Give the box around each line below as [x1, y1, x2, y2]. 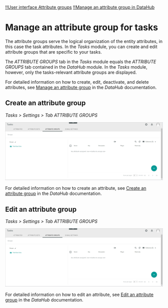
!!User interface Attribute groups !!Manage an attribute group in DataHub [5, 5, 155, 10]
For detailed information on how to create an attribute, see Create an [5, 185, 146, 191]
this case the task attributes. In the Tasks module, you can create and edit [5, 44, 157, 50]
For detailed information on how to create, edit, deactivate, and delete [5, 79, 149, 85]
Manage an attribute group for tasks [5, 22, 158, 33]
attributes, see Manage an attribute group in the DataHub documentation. [5, 84, 157, 90]
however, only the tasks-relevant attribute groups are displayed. [5, 69, 137, 75]
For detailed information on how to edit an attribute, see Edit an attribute [5, 291, 154, 297]
